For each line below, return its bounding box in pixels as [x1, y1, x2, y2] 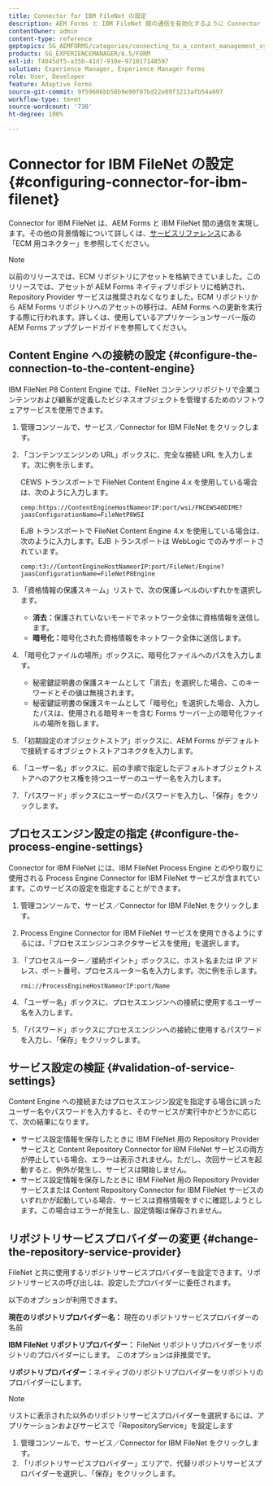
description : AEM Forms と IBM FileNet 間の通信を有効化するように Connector [8, 20, 261, 28]
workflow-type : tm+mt [8, 95, 82, 103]
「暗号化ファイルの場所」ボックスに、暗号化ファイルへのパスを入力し [19, 650, 255, 660]
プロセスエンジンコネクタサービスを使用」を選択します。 [52, 938, 244, 948]
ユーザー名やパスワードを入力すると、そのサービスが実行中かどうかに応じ [8, 1107, 258, 1116]
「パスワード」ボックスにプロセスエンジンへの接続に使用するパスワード [19, 1024, 262, 1034]
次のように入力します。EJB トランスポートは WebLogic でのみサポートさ [19, 536, 265, 546]
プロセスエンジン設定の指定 [8, 827, 148, 841]
